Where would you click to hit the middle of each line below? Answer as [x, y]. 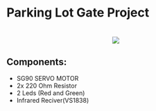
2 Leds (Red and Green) [51, 93]
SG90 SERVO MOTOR [47, 79]
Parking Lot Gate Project [78, 13]
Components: [37, 62]
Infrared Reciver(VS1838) [53, 101]
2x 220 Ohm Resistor [47, 86]
